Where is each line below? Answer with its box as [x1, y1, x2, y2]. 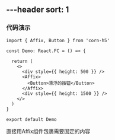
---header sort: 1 [6, 5, 69, 15]
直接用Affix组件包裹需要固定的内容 [6, 128, 91, 135]
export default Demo [6, 116, 57, 122]
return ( [11, 58, 33, 64]
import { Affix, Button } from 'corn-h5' [6, 37, 110, 43]
